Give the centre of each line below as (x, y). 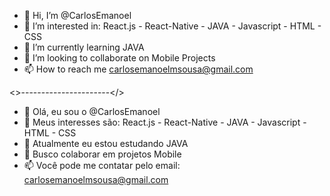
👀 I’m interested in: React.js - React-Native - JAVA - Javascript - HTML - (172, 26)
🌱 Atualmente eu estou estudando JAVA (106, 143)
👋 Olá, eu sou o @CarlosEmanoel (92, 111)
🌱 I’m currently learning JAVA (84, 47)
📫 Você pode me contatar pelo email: (102, 165)
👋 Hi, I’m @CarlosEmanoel (77, 15)
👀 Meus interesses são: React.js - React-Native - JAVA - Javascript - (165, 122)
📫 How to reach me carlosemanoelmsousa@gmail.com (138, 69)
